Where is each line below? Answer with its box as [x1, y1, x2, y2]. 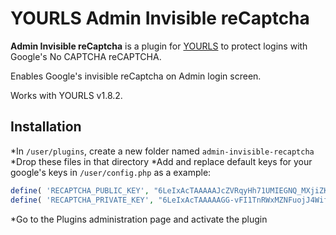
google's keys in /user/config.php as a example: [10, 166, 212, 178]
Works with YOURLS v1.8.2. [10, 89, 123, 101]
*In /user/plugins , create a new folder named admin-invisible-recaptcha [10, 145, 315, 157]
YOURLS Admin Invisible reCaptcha [10, 7, 310, 30]
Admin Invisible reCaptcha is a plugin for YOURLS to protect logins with [10, 40, 308, 52]
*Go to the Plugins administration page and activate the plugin [10, 213, 268, 225]
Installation [10, 118, 82, 136]
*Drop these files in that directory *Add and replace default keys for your [10, 155, 313, 167]
